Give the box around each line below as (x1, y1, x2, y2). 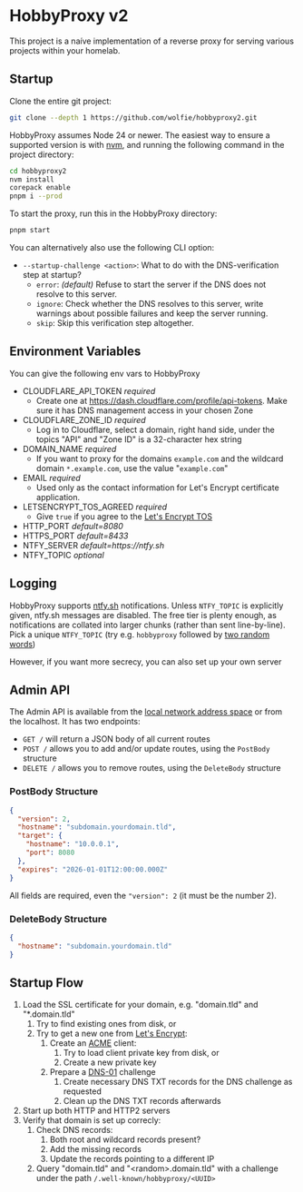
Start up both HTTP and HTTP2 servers (22, 1105, 171, 1117)
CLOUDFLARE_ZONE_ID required (22, 414, 147, 425)
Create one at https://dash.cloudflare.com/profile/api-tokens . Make (35, 395, 288, 406)
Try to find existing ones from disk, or (35, 1019, 177, 1029)
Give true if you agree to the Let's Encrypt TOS (35, 510, 213, 522)
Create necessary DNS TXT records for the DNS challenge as (63, 1077, 293, 1088)
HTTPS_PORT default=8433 (22, 530, 129, 541)
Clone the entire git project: (9, 95, 112, 106)
